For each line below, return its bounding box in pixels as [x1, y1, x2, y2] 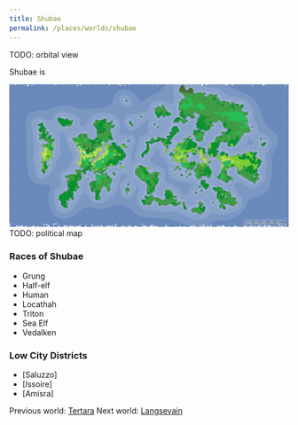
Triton [21, 308, 44, 319]
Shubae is [9, 67, 46, 77]
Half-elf [21, 279, 51, 290]
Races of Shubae [9, 250, 84, 263]
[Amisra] [21, 389, 54, 398]
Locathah [21, 298, 58, 310]
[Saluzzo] [21, 369, 58, 380]
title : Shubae [9, 14, 62, 23]
